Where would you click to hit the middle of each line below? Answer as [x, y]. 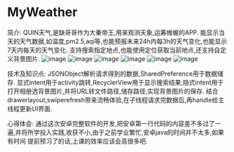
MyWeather [42, 12]
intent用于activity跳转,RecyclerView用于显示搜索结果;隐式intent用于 [126, 82]
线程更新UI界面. [30, 109]
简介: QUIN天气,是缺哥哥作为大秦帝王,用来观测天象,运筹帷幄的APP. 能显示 [113, 32]
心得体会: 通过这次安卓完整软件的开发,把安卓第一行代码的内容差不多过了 [111, 123]
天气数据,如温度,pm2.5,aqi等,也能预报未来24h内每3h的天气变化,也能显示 [123, 41]
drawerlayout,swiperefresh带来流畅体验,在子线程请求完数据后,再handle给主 [116, 99]
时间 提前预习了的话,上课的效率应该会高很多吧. [81, 141]
